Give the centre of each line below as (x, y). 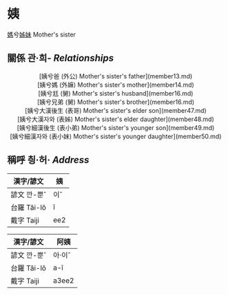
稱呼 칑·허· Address (48, 160)
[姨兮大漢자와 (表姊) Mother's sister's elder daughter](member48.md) (116, 119)
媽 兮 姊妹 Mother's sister (41, 34)
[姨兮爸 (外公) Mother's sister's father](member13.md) (116, 76)
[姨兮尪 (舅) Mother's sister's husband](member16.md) (116, 93)
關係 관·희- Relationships (61, 58)
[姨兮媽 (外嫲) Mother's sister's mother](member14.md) (116, 85)
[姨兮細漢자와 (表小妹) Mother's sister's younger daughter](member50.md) (116, 136)
